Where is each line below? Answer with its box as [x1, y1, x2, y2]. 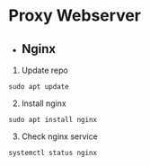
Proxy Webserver [8, 5, 141, 26]
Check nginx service [21, 131, 98, 142]
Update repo [21, 65, 68, 75]
